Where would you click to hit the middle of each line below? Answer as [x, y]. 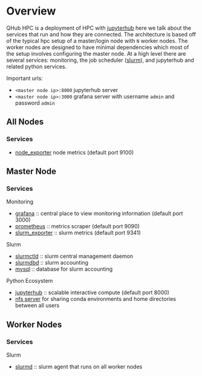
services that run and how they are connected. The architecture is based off [101, 34]
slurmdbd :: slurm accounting [52, 263]
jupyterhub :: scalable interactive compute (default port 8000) [92, 292]
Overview [31, 11]
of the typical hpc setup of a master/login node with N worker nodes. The [97, 41]
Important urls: [25, 78]
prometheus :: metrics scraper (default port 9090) [77, 226]
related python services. [37, 66]
